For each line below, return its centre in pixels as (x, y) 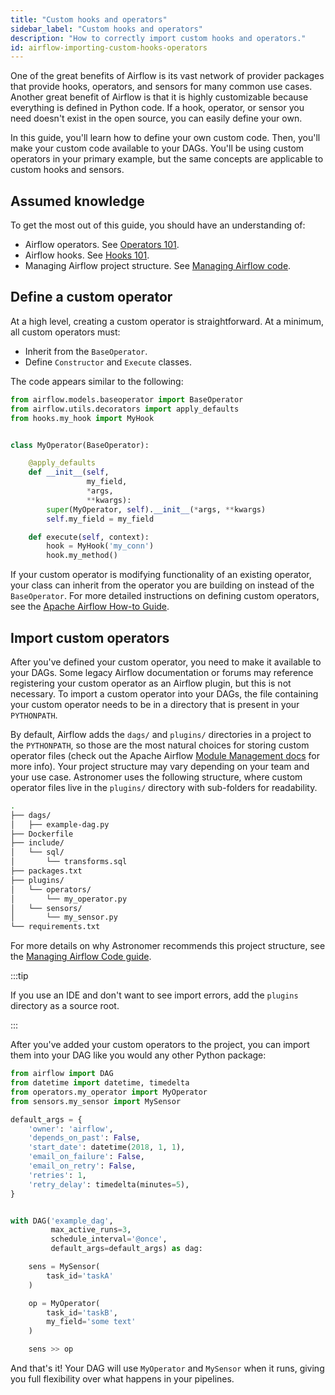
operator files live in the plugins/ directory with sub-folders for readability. (164, 787)
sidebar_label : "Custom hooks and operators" (106, 29)
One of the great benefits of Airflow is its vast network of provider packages (167, 76)
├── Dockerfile (42, 834)
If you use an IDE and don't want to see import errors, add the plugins (154, 995)
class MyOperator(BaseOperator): (80, 445)
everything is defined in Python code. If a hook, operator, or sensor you (157, 108)
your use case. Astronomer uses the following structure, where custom (156, 777)
